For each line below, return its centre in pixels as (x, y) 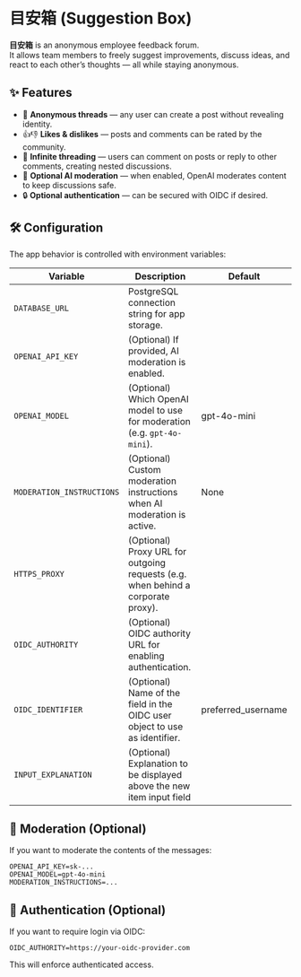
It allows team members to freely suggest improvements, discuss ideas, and (150, 55)
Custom (145, 469)
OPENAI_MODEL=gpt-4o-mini (57, 875)
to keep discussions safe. (69, 185)
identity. (37, 124)
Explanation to (158, 763)
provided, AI (154, 351)
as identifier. (155, 737)
